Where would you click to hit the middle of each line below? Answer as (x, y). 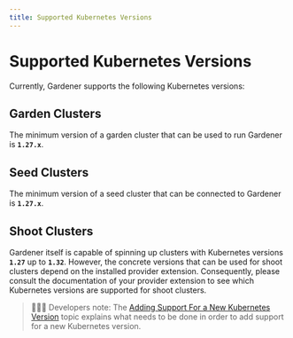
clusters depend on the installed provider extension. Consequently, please (145, 271)
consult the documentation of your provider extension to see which (132, 281)
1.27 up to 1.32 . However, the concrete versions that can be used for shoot (146, 262)
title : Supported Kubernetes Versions (81, 17)
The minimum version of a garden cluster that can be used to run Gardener (146, 135)
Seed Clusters (49, 173)
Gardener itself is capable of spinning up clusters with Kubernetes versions (146, 252)
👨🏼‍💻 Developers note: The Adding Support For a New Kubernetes (150, 307)
